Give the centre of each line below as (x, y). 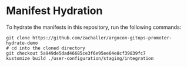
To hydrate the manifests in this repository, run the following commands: (94, 27)
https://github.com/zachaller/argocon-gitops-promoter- (102, 38)
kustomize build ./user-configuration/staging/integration (80, 58)
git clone (18, 38)
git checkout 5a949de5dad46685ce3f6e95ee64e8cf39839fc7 (76, 53)
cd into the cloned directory (48, 48)
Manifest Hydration (54, 11)
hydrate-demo (22, 43)
